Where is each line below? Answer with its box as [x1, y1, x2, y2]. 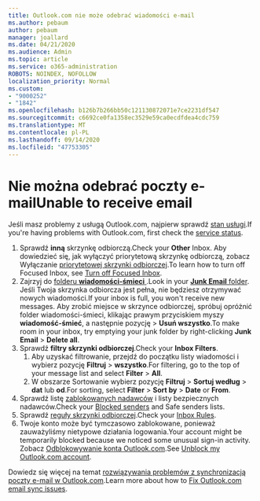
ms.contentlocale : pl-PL [8, 128, 90, 136]
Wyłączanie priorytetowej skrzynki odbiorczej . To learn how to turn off [19, 260, 246, 270]
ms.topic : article [8, 56, 68, 64]
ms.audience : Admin [8, 48, 72, 56]
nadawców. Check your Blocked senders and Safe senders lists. [19, 402, 225, 411]
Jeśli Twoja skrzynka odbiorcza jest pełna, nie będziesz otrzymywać [19, 285, 242, 295]
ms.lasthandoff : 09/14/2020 [8, 135, 101, 144]
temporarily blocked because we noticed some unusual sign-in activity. [19, 436, 251, 445]
